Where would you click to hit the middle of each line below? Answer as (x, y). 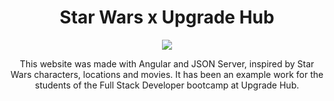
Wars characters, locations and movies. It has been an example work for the (167, 74)
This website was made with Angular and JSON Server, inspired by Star (167, 63)
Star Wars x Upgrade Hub (167, 17)
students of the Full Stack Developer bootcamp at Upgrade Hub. (167, 85)
